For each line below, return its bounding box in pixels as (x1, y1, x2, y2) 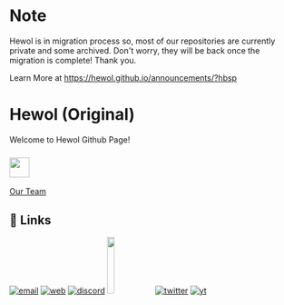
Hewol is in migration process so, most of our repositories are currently (9, 35, 276, 46)
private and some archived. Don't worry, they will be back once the (9, 44, 260, 55)
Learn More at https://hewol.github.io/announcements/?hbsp (9, 72, 238, 83)
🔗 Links (9, 212, 52, 228)
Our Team (9, 186, 47, 197)
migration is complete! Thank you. (9, 54, 137, 65)
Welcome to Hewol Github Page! (9, 133, 131, 145)
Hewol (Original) (9, 104, 135, 125)
